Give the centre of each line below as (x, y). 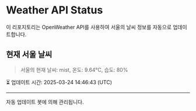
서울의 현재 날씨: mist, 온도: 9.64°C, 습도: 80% (74, 70)
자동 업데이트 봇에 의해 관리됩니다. (45, 102)
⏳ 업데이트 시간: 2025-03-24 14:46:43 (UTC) (59, 82)
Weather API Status (55, 10)
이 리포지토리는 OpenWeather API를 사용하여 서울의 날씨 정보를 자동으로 (89, 27)
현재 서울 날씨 (29, 55)
